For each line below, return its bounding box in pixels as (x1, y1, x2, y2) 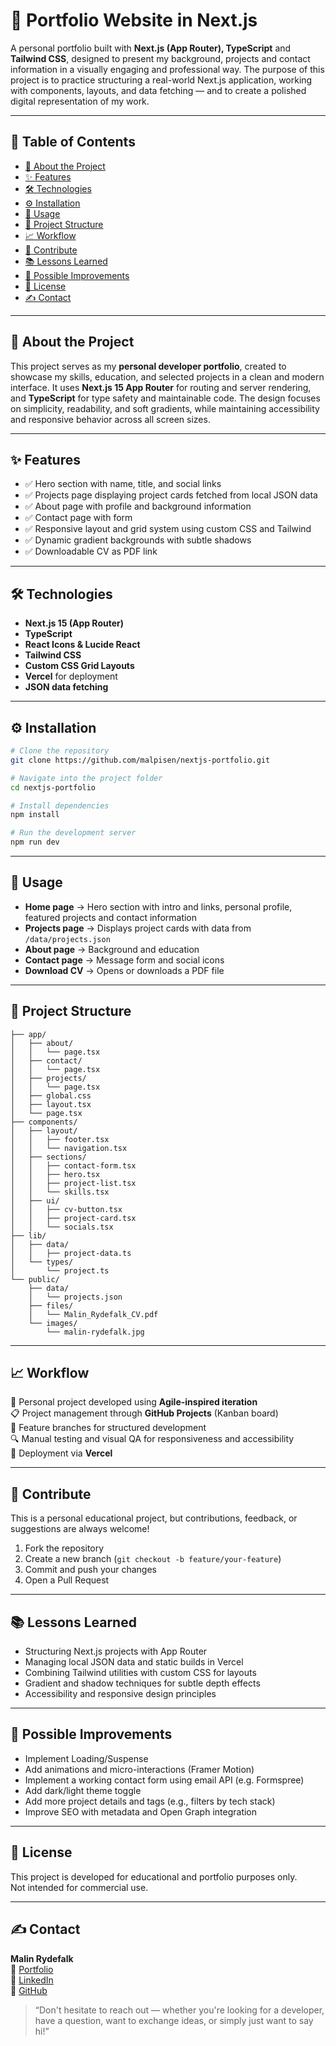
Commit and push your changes (24, 1564, 157, 1576)
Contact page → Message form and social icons (24, 954, 225, 966)
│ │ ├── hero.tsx (10, 1169, 101, 1179)
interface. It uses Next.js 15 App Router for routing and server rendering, (10, 381, 312, 393)
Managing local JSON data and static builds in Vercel (24, 1656, 244, 1668)
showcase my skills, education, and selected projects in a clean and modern (10, 370, 325, 383)
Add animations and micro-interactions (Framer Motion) (24, 1763, 255, 1775)
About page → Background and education (24, 943, 200, 955)
